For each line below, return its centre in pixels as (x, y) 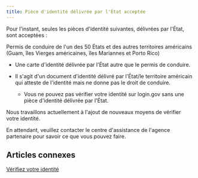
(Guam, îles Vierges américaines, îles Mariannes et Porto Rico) (83, 53)
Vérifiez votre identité (33, 169)
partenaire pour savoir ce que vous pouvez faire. (66, 136)
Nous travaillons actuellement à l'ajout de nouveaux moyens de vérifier (94, 112)
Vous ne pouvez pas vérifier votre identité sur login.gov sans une (104, 94)
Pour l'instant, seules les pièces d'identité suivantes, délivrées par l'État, (95, 29)
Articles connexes (41, 155)
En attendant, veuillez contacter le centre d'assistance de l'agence (88, 130)
